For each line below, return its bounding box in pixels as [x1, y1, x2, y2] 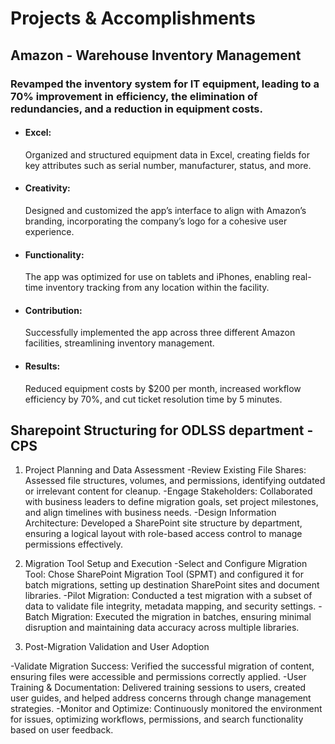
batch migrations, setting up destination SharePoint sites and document [24, 579, 320, 591]
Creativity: [24, 182, 71, 194]
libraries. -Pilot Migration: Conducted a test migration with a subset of [24, 590, 313, 602]
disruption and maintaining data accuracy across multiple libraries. [24, 622, 300, 634]
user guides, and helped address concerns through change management [10, 692, 312, 704]
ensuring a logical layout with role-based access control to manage [24, 528, 303, 540]
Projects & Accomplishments [10, 7, 256, 30]
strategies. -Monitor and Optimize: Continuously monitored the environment [10, 703, 323, 715]
